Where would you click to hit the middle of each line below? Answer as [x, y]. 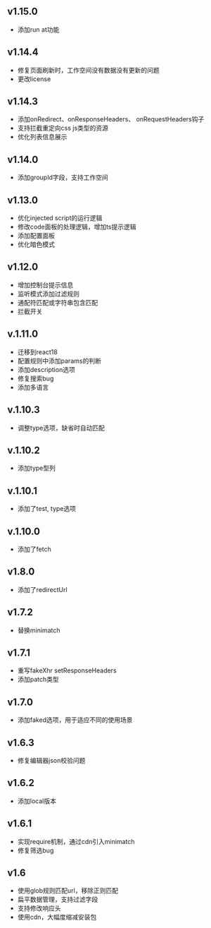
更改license [34, 79]
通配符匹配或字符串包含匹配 [58, 302]
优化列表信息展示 [42, 137]
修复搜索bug [36, 378]
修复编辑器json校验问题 [51, 760]
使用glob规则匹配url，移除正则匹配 [68, 891]
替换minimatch [39, 630]
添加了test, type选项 [46, 509]
